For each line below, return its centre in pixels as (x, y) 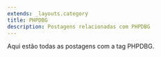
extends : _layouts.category (48, 14)
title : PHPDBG (28, 20)
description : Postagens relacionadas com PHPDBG (79, 26)
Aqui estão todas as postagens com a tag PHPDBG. (81, 47)
